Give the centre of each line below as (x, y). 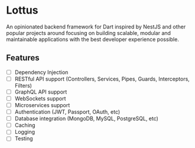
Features (23, 58)
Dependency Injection (41, 72)
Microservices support (42, 105)
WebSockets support (40, 98)
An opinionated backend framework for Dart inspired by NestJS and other (96, 27)
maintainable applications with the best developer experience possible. (92, 39)
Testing (24, 139)
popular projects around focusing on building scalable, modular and (89, 33)
